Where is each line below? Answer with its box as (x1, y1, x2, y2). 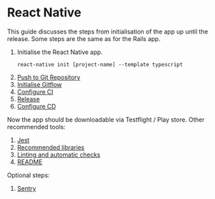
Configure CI (16, 88, 53, 96)
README (16, 157, 43, 165)
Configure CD (16, 102, 56, 110)
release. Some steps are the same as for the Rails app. (7, 34, 161, 42)
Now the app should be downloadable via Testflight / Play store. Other (7, 115, 205, 124)
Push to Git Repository (16, 73, 81, 81)
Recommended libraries (16, 143, 85, 151)
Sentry (16, 184, 36, 192)
